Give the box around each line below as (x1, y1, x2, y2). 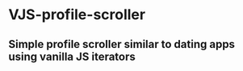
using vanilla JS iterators (8, 49, 136, 63)
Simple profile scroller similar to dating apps (8, 37, 236, 51)
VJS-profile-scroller (8, 6, 146, 24)
